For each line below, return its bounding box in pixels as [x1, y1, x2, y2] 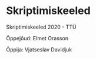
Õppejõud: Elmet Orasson [6, 34, 69, 41]
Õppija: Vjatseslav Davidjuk [6, 46, 72, 53]
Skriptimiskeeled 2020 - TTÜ [6, 23, 77, 30]
